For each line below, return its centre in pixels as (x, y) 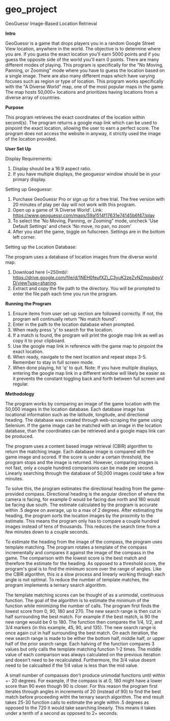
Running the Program (28, 303)
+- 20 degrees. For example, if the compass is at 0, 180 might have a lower (84, 680)
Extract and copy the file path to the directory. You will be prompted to (86, 288)
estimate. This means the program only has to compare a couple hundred (82, 521)
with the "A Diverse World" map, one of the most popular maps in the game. (85, 86)
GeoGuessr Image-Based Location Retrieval (51, 23)
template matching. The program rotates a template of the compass (76, 547)
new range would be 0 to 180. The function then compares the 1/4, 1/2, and (84, 622)
